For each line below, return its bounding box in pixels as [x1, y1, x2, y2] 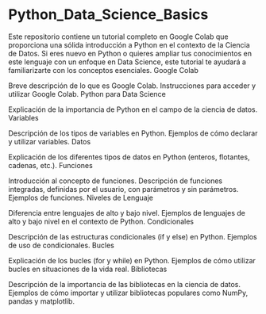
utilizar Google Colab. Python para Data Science [8, 89, 167, 98]
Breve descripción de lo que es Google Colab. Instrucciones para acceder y [8, 81, 256, 90]
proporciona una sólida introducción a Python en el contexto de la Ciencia [8, 40, 250, 49]
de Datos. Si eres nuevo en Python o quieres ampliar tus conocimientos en [8, 48, 253, 58]
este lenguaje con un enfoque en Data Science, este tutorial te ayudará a [8, 57, 246, 67]
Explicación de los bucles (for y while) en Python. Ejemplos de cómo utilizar [8, 255, 256, 265]
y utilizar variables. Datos [8, 136, 91, 146]
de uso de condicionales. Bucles [8, 240, 115, 250]
